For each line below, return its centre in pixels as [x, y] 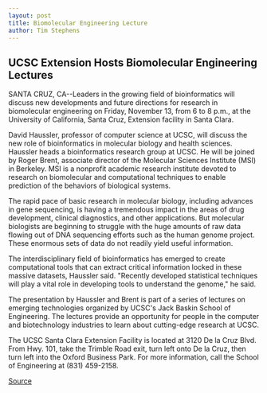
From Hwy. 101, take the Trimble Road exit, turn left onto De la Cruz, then [128, 349]
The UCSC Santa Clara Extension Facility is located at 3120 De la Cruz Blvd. [132, 340]
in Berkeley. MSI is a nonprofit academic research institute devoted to [122, 169]
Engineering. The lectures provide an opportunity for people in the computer [134, 317]
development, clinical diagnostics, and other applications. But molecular [126, 218]
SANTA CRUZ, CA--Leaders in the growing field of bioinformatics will [122, 94]
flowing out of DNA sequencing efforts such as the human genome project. [132, 235]
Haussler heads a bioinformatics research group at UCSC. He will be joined [132, 152]
